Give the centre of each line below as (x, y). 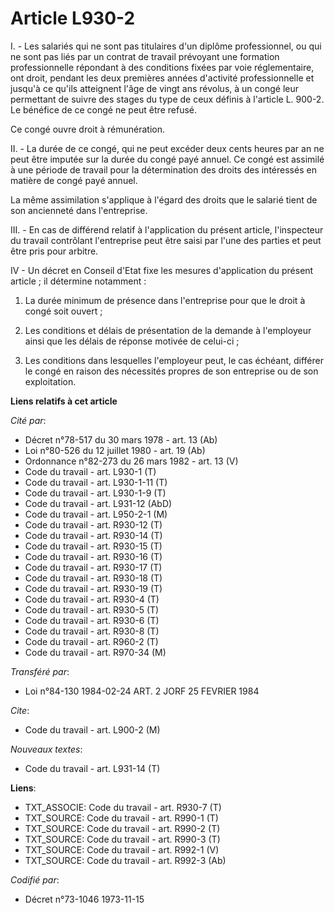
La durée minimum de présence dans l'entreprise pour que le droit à (165, 300)
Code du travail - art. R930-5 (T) (92, 609)
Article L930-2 (73, 18)
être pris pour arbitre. (54, 251)
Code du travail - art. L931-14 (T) (92, 768)
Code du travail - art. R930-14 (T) (93, 535)
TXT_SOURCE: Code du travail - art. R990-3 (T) (122, 839)
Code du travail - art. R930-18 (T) (93, 578)
